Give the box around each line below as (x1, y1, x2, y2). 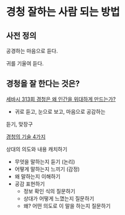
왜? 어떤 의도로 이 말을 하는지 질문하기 (23, 202, 111, 209)
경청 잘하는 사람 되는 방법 (6, 5, 120, 19)
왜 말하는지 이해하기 (14, 173, 60, 180)
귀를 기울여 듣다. (6, 60, 44, 67)
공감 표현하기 (14, 180, 45, 187)
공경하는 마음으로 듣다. (6, 48, 58, 54)
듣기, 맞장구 (6, 120, 33, 127)
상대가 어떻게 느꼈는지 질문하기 (23, 195, 94, 202)
